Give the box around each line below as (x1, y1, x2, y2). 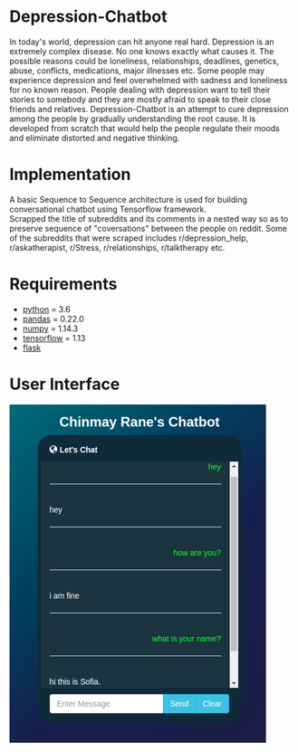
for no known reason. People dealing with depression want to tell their (9, 84, 271, 95)
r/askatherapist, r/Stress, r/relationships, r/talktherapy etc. (9, 242, 226, 252)
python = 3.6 (22, 303, 71, 314)
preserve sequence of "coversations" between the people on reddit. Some (9, 223, 288, 233)
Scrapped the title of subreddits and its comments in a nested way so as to (9, 213, 289, 224)
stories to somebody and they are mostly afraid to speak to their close (9, 93, 272, 105)
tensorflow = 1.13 (22, 332, 86, 343)
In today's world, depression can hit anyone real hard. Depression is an (9, 36, 274, 47)
